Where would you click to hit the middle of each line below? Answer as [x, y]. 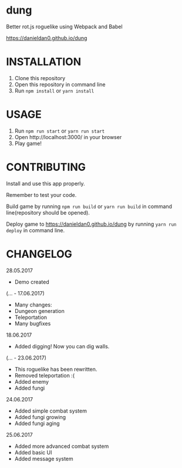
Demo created [32, 282]
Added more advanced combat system [62, 446]
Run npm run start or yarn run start [60, 131]
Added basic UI [33, 452]
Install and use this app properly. [45, 183]
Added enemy [31, 381]
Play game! [28, 143]
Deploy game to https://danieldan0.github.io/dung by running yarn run [92, 224]
